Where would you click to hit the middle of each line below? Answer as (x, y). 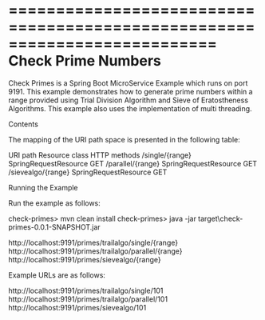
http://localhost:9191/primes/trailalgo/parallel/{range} (95, 251)
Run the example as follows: (55, 203)
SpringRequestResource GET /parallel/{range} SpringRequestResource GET (133, 163)
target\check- (221, 218)
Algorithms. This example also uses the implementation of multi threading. (131, 108)
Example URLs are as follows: (57, 275)
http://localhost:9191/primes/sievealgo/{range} (85, 259)
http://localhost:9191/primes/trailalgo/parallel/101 (88, 299)
